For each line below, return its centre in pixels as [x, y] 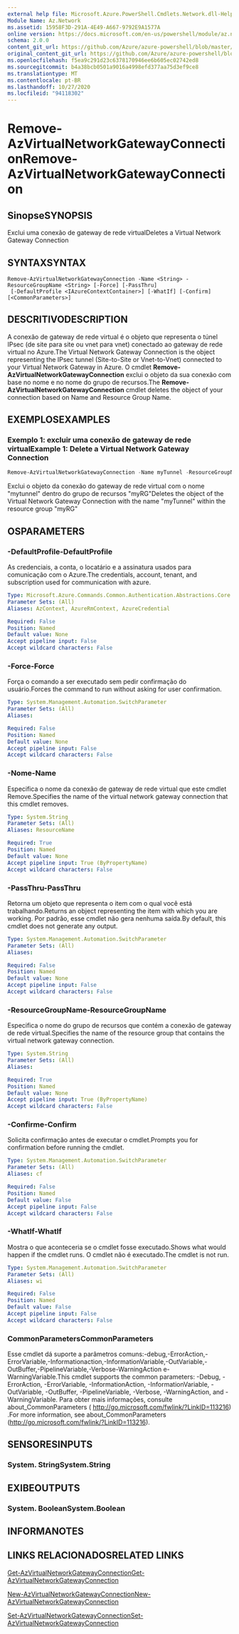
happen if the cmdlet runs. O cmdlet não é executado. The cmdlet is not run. [118, 1254]
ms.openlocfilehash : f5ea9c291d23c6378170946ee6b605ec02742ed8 [103, 61]
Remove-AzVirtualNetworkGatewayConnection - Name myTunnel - [99, 472]
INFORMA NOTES [46, 1532]
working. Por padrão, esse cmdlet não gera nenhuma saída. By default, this [117, 918]
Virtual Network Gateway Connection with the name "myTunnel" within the [117, 501]
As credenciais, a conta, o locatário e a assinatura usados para [100, 567]
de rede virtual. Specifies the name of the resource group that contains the [116, 1033]
